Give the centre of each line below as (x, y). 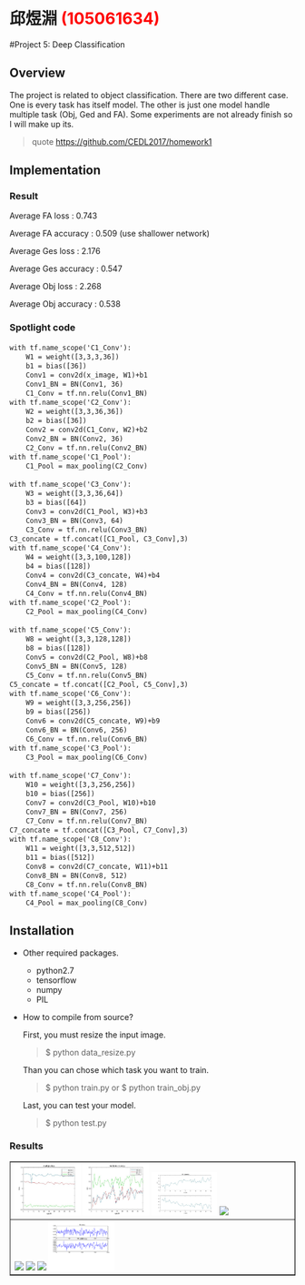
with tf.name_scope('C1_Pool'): (70, 457)
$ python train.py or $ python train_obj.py (123, 1088)
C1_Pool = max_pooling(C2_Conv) (87, 466)
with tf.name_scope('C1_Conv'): (70, 348)
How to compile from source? (78, 1017)
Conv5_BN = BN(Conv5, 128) (77, 666)
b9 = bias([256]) (59, 712)
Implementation (55, 171)
